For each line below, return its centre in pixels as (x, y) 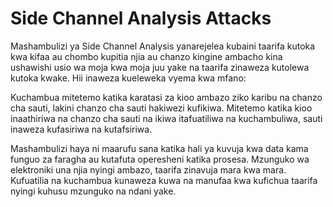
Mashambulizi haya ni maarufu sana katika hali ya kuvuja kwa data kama (159, 148)
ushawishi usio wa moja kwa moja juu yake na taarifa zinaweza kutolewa (160, 67)
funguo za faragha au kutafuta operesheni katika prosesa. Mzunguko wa (160, 159)
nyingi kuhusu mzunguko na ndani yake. (93, 191)
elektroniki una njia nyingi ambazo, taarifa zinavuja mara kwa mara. (148, 169)
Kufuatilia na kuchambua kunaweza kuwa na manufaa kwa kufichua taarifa (164, 180)
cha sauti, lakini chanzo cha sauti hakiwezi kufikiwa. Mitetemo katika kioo (161, 108)
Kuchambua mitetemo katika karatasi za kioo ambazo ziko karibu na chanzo (166, 97)
